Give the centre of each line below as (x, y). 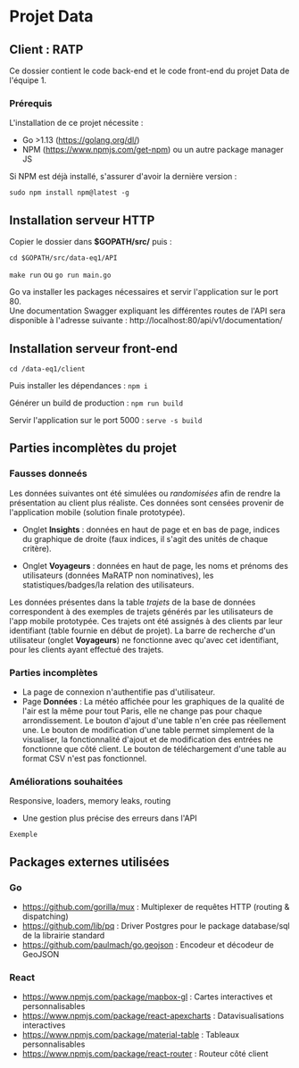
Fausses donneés (48, 473)
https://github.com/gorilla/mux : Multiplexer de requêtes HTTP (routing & (156, 906)
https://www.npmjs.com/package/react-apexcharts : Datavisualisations (153, 1016)
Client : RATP (46, 50)
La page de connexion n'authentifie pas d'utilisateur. (119, 692)
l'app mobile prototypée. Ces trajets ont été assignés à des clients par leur (146, 621)
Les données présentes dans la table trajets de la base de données (133, 602)
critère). (37, 548)
